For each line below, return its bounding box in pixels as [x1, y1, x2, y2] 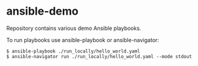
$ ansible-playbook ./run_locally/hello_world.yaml [6, 48, 140, 54]
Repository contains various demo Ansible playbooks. [6, 24, 141, 32]
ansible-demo [6, 4, 79, 18]
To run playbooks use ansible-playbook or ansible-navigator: [6, 36, 160, 43]
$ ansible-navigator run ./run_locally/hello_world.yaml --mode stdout [6, 53, 192, 59]
